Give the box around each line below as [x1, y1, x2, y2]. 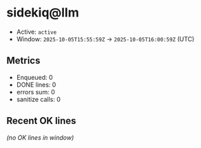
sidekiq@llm [6, 5, 80, 21]
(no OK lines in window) [6, 133, 74, 142]
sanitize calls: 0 [16, 95, 61, 103]
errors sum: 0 [16, 87, 56, 96]
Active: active [16, 28, 57, 36]
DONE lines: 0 [16, 81, 56, 89]
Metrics [6, 55, 41, 67]
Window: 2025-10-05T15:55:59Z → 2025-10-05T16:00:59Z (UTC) [16, 34, 195, 43]
